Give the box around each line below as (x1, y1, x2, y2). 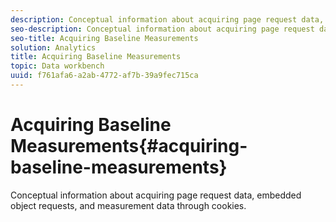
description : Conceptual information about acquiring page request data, (10, 14, 325, 25)
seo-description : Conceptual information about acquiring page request (10, 24, 315, 34)
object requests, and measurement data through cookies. (10, 199, 247, 211)
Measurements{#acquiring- (10, 135, 248, 158)
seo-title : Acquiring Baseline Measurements (10, 33, 199, 43)
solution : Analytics (10, 42, 97, 53)
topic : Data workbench (10, 61, 105, 71)
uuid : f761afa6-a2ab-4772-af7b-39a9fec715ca (10, 71, 199, 81)
